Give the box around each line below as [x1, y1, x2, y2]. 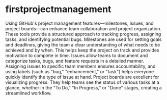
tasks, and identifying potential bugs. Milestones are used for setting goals [5, 36, 162, 42]
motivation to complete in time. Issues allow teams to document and [5, 52, 148, 59]
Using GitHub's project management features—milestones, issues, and [5, 20, 154, 26]
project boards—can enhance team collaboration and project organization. [5, 25, 162, 31]
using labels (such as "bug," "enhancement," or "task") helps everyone [5, 68, 154, 74]
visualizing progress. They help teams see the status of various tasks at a [5, 79, 159, 85]
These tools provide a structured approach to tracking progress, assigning [5, 31, 161, 37]
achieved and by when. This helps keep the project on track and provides [5, 47, 159, 53]
